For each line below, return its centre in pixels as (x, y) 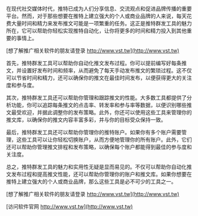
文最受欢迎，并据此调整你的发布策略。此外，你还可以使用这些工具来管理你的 (99, 112)
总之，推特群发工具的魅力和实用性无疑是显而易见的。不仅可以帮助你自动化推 (99, 167)
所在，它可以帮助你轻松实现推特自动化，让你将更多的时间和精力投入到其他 (96, 31)
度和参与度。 (22, 85)
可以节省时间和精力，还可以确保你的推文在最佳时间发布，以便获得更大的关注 (99, 78)
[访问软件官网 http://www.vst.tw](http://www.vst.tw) (70, 207)
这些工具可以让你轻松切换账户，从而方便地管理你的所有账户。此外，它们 (104, 139)
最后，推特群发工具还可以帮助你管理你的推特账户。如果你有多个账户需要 (94, 132)
